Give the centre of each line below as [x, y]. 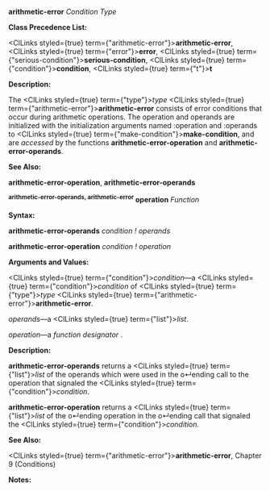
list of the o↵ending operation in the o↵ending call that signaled [143, 415]
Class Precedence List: [48, 27]
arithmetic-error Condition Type [62, 12]
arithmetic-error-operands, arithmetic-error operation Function [104, 199]
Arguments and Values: [49, 262]
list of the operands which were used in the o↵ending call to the [142, 374]
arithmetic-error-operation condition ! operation [90, 246]
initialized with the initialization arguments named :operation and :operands [133, 125]
